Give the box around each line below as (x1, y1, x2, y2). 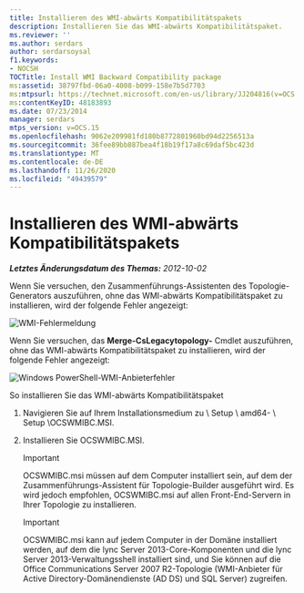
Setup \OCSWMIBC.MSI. (22, 417, 115, 428)
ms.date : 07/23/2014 (9, 107, 88, 116)
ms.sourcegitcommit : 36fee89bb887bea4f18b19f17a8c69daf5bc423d (9, 140, 255, 149)
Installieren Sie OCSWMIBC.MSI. (22, 435, 145, 446)
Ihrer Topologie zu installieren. (22, 499, 137, 510)
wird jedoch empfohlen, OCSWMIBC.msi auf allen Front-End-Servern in (22, 489, 291, 501)
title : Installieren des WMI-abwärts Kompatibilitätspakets (9, 13, 243, 23)
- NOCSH (9, 65, 39, 74)
